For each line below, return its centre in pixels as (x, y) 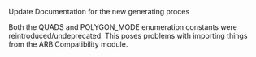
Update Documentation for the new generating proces (99, 12)
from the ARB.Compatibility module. (68, 44)
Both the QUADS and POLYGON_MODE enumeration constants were (123, 27)
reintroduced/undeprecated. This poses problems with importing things (128, 36)
